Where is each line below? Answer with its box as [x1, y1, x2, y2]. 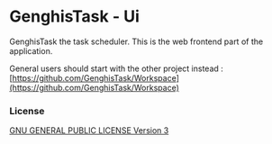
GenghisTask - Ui [9, 6, 140, 27]
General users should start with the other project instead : [9, 63, 223, 74]
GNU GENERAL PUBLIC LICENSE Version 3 [9, 125, 169, 136]
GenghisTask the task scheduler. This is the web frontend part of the [9, 36, 264, 47]
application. [9, 45, 53, 56]
